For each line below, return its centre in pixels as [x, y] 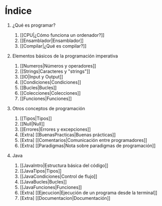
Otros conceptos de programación [48, 108]
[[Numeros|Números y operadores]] [58, 66]
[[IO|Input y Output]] [42, 76]
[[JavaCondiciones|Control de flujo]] [58, 176]
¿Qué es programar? [34, 25]
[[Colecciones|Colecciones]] [50, 93]
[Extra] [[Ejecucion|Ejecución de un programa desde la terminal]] [88, 193]
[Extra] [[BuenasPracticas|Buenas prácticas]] [68, 135]
